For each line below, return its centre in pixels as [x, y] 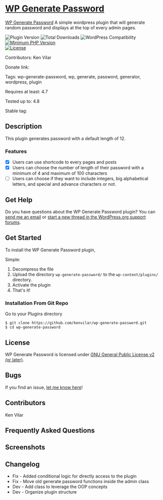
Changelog [22, 464]
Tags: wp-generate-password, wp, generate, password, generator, [73, 76]
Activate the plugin [31, 285]
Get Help [19, 200]
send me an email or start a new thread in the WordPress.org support [76, 217]
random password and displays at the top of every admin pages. [71, 27]
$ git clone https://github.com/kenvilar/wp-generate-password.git [76, 323]
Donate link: [17, 67]
